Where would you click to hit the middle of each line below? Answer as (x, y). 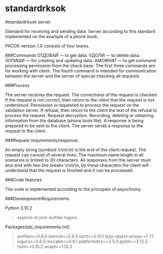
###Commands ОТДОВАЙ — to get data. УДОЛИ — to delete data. (73, 55)
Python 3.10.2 (19, 208)
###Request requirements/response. (42, 140)
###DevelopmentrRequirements (37, 198)
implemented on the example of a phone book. (52, 36)
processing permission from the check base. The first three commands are (80, 66)
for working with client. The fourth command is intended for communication (81, 70)
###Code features (24, 180)
